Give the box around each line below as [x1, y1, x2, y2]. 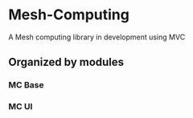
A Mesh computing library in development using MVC [8, 32, 186, 42]
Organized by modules [8, 55, 125, 69]
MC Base [8, 79, 44, 91]
